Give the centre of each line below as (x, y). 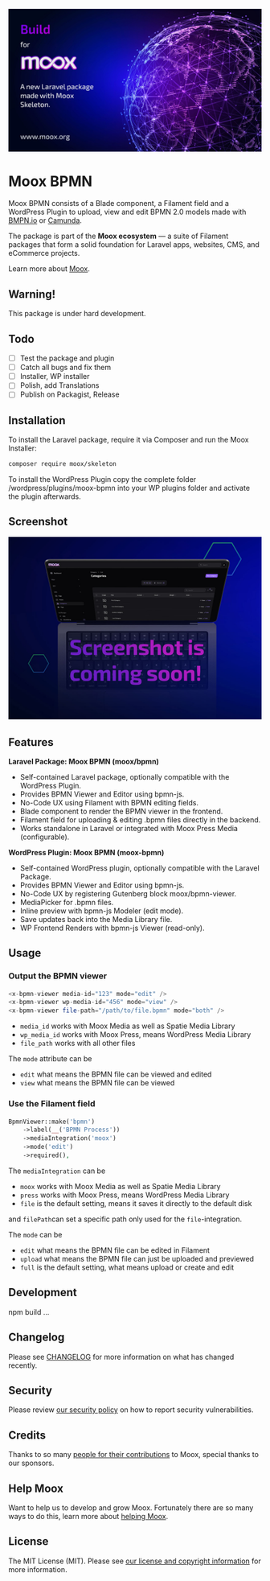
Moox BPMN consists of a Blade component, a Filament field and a (119, 204)
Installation (37, 420)
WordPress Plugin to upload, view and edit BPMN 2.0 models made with (127, 212)
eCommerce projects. (44, 253)
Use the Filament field (52, 1104)
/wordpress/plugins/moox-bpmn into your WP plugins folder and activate (129, 488)
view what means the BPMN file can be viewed (97, 1083)
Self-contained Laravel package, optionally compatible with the (125, 776)
